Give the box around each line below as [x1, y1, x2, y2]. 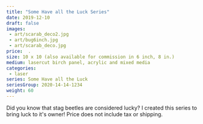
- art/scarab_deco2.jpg [8, 31, 69, 38]
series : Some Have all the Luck [6, 76, 88, 82]
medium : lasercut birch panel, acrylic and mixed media [6, 59, 150, 65]
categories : [6, 65, 36, 71]
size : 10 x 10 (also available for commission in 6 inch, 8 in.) [6, 54, 175, 60]
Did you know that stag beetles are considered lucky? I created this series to [6, 104, 198, 111]
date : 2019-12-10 [6, 15, 50, 21]
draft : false [6, 20, 39, 26]
